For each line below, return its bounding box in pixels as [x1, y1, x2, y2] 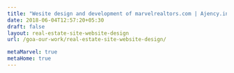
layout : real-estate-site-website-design [7, 29, 130, 37]
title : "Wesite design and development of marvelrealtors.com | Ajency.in [7, 10, 229, 17]
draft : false [7, 23, 45, 30]
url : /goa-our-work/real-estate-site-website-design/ [7, 36, 167, 43]
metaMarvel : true [7, 49, 58, 56]
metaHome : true [7, 55, 52, 63]
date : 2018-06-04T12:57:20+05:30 [7, 17, 104, 24]
